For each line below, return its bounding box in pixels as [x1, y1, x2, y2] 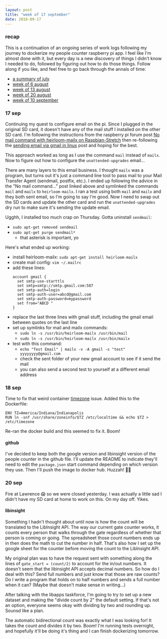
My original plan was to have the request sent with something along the [5, 555, 152, 561]
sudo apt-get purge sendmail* [12, 230, 76, 235]
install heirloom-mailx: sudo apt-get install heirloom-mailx [12, 254, 138, 260]
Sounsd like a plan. [5, 607, 44, 613]
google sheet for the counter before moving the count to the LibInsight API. [5, 545, 160, 551]
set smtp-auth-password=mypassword [17, 296, 91, 301]
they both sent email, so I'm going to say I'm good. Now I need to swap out [5, 194, 159, 200]
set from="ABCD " [17, 301, 53, 306]
